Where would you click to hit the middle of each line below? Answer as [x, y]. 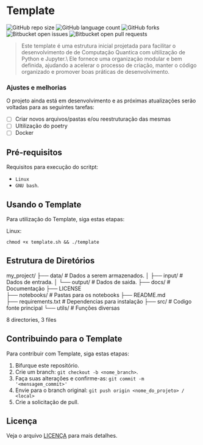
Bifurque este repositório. [47, 365]
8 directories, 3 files [31, 319]
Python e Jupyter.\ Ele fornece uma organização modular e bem [101, 59]
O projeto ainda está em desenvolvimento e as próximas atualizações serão [101, 101]
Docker [24, 133]
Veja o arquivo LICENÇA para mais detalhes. [62, 436]
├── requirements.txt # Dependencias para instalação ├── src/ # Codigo [99, 301]
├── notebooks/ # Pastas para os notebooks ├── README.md [86, 295]
